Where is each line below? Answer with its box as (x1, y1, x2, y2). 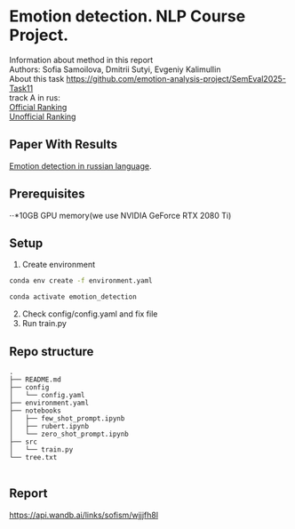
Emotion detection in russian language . (9, 160, 152, 171)
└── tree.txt (9, 453, 58, 461)
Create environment (21, 260, 96, 270)
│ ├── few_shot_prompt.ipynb (9, 413, 125, 423)
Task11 (9, 83, 34, 93)
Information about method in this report (9, 54, 154, 65)
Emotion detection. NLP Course (9, 6, 246, 27)
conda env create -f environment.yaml (9, 277, 153, 285)
